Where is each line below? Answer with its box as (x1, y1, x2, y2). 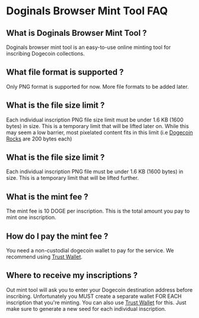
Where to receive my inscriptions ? (6, 270, 138, 280)
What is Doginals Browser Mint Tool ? (6, 28, 147, 38)
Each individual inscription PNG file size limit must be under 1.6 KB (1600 (6, 116, 184, 123)
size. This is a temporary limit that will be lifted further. (6, 174, 139, 182)
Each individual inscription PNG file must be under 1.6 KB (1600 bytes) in (6, 168, 184, 175)
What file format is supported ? (6, 67, 124, 77)
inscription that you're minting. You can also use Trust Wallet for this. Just (6, 299, 187, 306)
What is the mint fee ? (6, 192, 89, 202)
